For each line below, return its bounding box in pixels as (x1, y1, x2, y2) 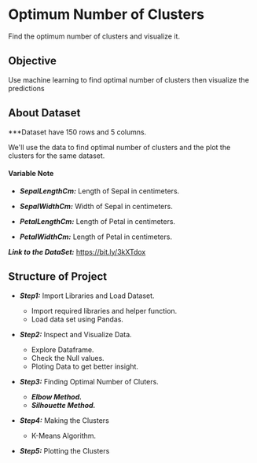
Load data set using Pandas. (31, 314, 124, 324)
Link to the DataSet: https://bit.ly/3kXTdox (8, 247, 146, 256)
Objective (8, 54, 57, 68)
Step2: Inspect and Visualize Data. (19, 329, 132, 339)
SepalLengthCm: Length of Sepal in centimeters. (19, 186, 180, 196)
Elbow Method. (31, 391, 83, 402)
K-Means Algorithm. (31, 431, 97, 440)
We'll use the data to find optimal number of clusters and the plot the (8, 142, 231, 152)
